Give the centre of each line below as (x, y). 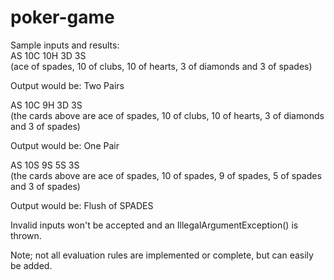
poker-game (62, 17)
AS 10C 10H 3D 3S (48, 55)
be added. (31, 265)
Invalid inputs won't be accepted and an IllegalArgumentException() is (154, 225)
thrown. (26, 235)
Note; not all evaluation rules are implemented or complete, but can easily (162, 255)
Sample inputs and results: (65, 45)
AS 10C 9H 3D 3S (46, 105)
